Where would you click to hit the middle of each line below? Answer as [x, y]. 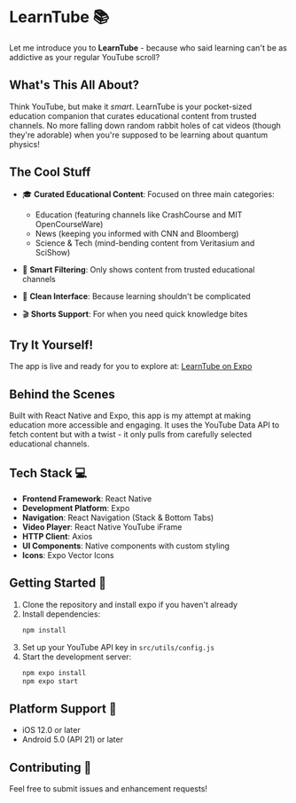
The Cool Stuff [50, 173]
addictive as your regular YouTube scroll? [85, 57]
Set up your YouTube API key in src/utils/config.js [118, 647]
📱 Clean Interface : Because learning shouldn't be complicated [136, 296]
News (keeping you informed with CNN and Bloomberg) [137, 233]
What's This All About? [74, 85]
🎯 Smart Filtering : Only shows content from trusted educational [138, 269]
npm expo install [54, 673]
